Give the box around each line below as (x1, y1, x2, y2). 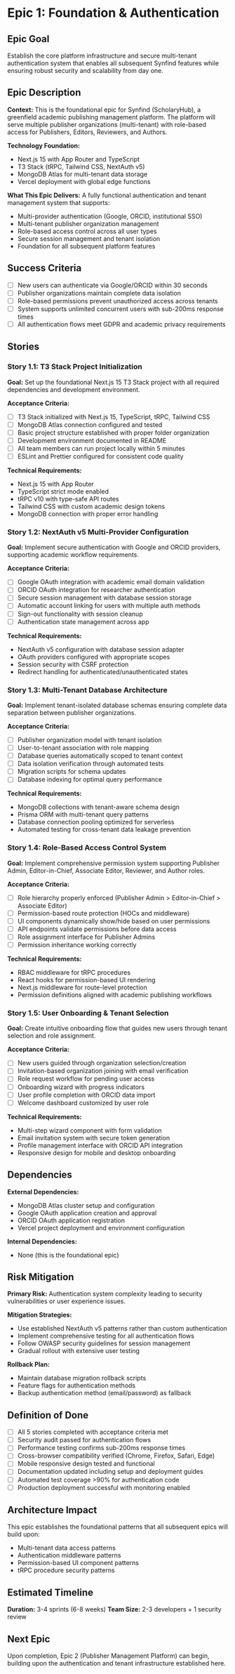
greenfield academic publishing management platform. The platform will (7, 112, 216, 121)
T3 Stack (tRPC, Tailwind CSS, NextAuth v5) (17, 162, 145, 171)
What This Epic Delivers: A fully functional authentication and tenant (7, 191, 207, 199)
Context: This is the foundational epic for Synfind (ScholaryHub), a (7, 105, 201, 114)
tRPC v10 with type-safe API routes (17, 495, 119, 503)
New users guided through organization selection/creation (17, 1059, 187, 1067)
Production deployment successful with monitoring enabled (17, 1483, 191, 1491)
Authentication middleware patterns (17, 1551, 121, 1560)
